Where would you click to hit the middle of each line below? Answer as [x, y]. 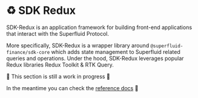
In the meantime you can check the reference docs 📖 [72, 88]
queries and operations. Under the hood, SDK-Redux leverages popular [95, 58]
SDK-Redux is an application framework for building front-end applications [99, 27]
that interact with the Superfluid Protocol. [58, 33]
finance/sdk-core [28, 52]
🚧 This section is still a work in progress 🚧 [58, 76]
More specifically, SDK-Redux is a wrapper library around [78, 45]
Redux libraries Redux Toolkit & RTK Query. [60, 65]
